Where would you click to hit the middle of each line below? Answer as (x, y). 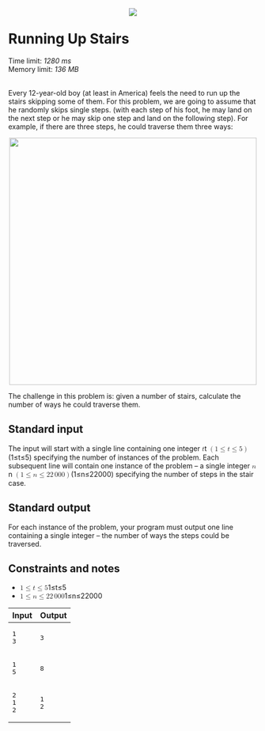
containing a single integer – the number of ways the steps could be (119, 535)
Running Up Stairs (69, 39)
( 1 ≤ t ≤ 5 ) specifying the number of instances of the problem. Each (114, 457)
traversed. (25, 544)
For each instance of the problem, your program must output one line (121, 527)
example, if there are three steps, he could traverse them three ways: (121, 127)
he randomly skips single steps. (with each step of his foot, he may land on (130, 109)
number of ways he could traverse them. (74, 404)
